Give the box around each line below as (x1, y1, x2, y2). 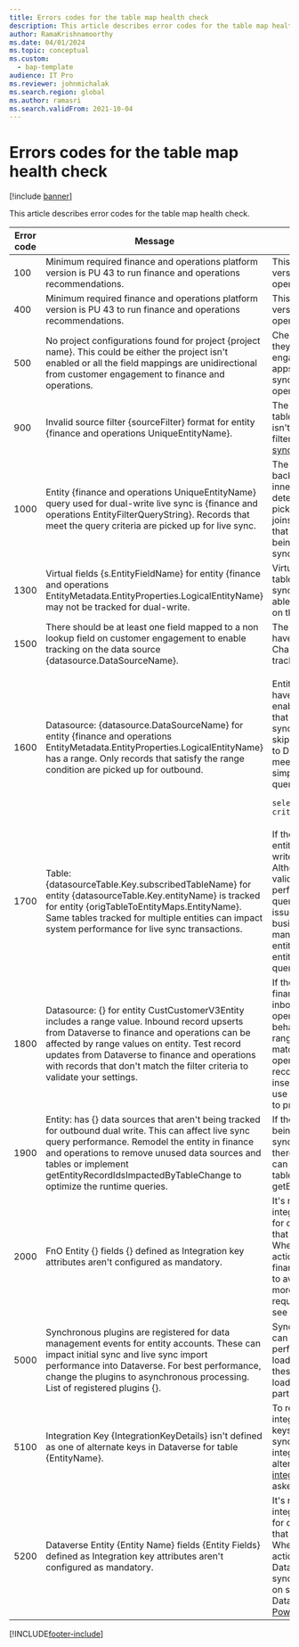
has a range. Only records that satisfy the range (45, 752, 245, 765)
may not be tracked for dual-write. (45, 601, 190, 613)
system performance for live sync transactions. (45, 923, 243, 936)
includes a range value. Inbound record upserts (45, 1015, 244, 1028)
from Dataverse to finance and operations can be (45, 1027, 251, 1039)
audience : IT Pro (9, 71, 74, 80)
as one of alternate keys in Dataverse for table (45, 1441, 238, 1454)
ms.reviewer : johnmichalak (9, 79, 109, 88)
